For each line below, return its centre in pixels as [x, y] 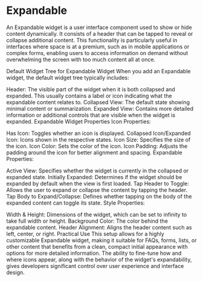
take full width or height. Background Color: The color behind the [87, 221]
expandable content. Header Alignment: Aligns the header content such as [99, 227]
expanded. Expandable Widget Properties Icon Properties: [79, 121]
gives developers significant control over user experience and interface [95, 266]
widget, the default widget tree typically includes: [68, 77]
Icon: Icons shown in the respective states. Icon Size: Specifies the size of [98, 139]
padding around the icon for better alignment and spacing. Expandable [94, 152]
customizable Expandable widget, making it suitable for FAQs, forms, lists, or [101, 240]
